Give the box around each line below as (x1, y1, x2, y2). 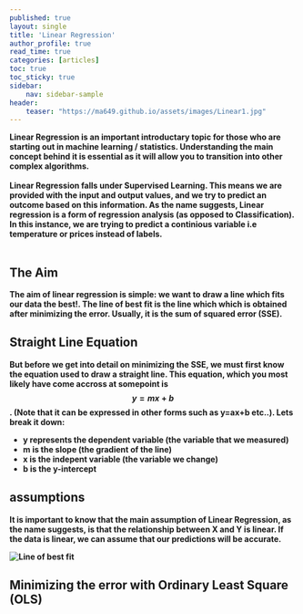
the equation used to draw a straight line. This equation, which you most (9, 369, 288, 380)
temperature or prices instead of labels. (9, 229, 163, 240)
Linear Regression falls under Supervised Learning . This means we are (9, 180, 282, 192)
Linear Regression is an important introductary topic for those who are (9, 131, 281, 142)
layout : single (9, 22, 67, 31)
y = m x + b (131, 392, 175, 403)
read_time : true (9, 47, 71, 57)
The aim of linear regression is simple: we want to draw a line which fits (9, 289, 285, 300)
